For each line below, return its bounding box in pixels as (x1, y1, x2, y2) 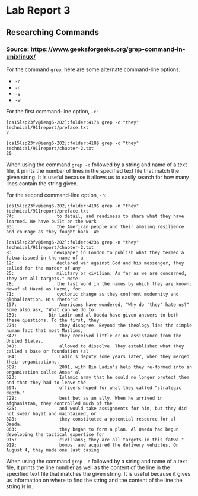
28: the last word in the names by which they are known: (6, 280, 193, 287)
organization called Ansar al (6, 369, 81, 375)
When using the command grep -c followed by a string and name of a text (6, 161, 187, 168)
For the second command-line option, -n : (6, 191, 107, 198)
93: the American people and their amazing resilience (6, 223, 184, 229)
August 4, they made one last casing (6, 447, 100, 453)
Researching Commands (6, 27, 100, 37)
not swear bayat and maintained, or (6, 410, 97, 416)
